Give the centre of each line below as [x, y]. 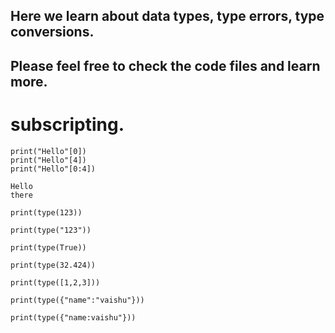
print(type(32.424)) [53, 265]
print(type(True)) [48, 247]
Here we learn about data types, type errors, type [167, 16]
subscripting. [67, 124]
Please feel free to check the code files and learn [165, 65]
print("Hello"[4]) [48, 160]
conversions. [52, 32]
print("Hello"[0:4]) [53, 169]
